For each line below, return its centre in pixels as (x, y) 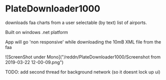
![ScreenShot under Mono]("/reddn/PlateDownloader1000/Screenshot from (83, 57)
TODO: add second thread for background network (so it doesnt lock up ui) (83, 72)
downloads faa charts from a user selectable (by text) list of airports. (76, 22)
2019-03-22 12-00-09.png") (34, 62)
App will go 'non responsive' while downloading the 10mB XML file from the (83, 42)
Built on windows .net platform (37, 32)
